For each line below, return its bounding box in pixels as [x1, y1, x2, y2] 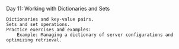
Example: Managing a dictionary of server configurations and [17, 32, 174, 38]
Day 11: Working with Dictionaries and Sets [6, 5, 110, 12]
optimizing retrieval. [6, 37, 62, 43]
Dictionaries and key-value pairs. [6, 17, 94, 22]
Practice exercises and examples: [6, 27, 92, 32]
